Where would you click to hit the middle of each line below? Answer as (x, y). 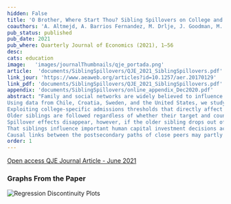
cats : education (30, 58)
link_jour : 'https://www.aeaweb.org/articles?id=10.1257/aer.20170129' (112, 77)
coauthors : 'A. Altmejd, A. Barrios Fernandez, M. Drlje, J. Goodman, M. (115, 26)
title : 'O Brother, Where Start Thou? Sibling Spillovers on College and (115, 20)
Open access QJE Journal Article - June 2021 (72, 161)
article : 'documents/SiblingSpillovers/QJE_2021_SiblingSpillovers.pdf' (115, 71)
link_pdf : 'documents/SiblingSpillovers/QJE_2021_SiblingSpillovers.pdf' (115, 84)
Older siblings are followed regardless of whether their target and (109, 115)
